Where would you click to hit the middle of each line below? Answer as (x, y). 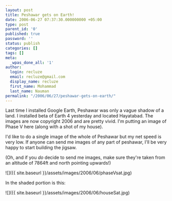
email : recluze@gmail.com (38, 77)
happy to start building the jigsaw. (41, 148)
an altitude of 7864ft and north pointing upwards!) (58, 163)
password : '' (19, 39)
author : (14, 67)
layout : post (19, 10)
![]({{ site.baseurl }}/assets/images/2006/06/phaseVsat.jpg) (69, 173)
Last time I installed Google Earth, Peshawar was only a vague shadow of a (85, 110)
